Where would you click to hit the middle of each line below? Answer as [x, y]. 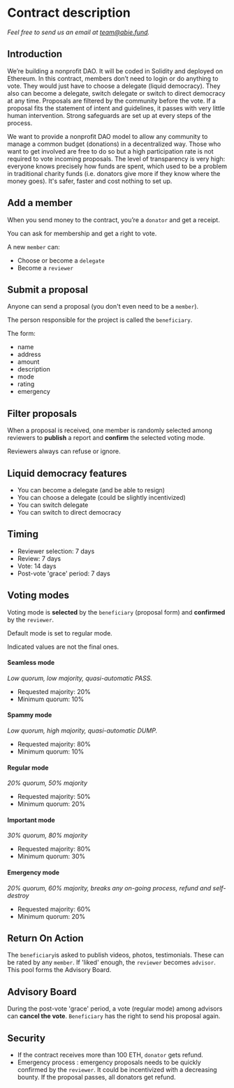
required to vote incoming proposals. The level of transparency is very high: [116, 159]
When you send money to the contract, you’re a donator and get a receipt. [114, 220]
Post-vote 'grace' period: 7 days [64, 573]
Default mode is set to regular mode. [60, 633]
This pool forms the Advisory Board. [59, 970]
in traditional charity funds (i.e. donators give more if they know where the [114, 173]
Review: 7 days [39, 558]
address [29, 355]
